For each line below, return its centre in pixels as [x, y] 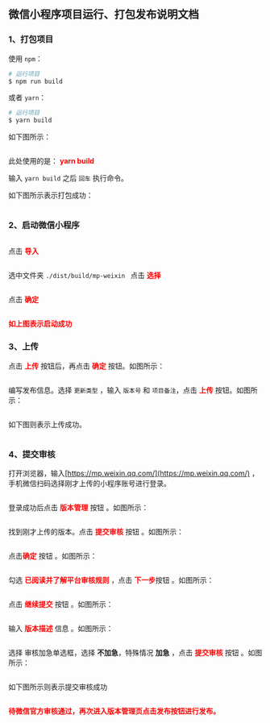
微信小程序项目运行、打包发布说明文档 [104, 15]
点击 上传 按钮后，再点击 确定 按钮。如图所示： [87, 366]
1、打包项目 [31, 39]
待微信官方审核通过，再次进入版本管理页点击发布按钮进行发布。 [114, 711]
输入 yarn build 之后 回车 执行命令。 [69, 178]
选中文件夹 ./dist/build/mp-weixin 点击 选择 [85, 276]
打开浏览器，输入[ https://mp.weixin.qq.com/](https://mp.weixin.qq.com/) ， [134, 473]
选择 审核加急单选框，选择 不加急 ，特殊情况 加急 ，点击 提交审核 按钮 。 [128, 653]
